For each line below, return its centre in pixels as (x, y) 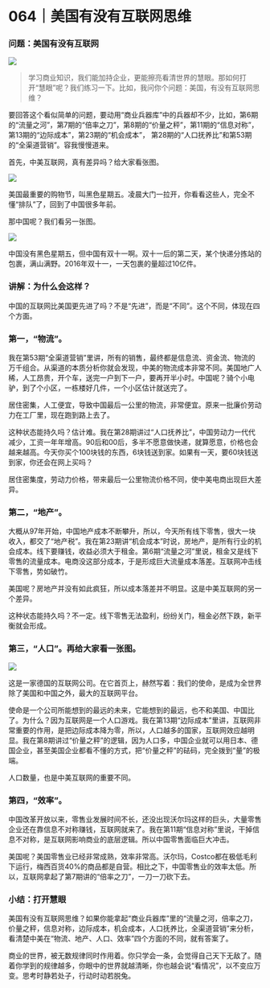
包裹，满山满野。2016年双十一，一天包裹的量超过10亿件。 (104, 264)
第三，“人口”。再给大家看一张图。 (74, 648)
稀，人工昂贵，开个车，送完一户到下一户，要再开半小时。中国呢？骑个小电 (131, 378)
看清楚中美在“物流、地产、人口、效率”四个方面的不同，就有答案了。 (121, 939)
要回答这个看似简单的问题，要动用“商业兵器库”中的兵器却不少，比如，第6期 (133, 115)
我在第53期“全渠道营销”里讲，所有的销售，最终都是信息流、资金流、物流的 (132, 358)
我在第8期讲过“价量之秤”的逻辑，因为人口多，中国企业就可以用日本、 (137, 740)
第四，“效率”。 (37, 800)
